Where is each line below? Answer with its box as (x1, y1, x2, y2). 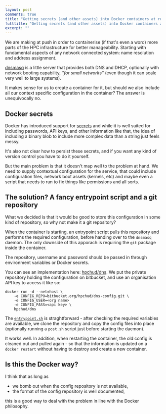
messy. (5, 138, 20, 144)
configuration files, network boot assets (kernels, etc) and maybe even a (5, 173, 153, 179)
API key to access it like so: (5, 279, 61, 285)
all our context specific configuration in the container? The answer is (5, 90, 145, 96)
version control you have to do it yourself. (5, 153, 90, 159)
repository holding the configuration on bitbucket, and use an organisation (5, 274, 157, 280)
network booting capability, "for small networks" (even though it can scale (5, 70, 157, 76)
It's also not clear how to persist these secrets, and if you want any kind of (5, 148, 157, 154)
